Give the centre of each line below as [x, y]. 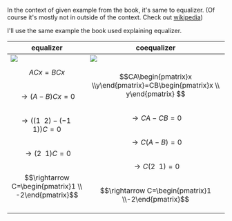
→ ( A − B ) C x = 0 [48, 96]
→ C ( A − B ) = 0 [157, 142]
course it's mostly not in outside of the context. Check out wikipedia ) [105, 17]
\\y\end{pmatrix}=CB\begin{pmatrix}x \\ [156, 85]
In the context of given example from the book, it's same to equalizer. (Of [111, 10]
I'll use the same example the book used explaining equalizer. [94, 31]
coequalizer [156, 48]
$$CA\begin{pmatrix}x [155, 77]
